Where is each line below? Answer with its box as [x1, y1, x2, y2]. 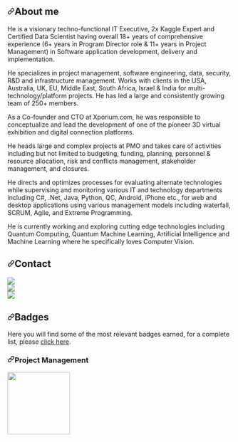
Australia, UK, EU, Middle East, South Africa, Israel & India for [7, 83, 187, 92]
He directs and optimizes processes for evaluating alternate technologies [7, 178, 222, 186]
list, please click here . [7, 337, 71, 346]
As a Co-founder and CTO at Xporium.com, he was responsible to [7, 112, 201, 121]
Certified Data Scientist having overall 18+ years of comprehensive [7, 32, 204, 41]
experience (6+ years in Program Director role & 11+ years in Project [7, 39, 207, 48]
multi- [187, 83, 206, 92]
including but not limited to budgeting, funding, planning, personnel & [7, 149, 211, 157]
